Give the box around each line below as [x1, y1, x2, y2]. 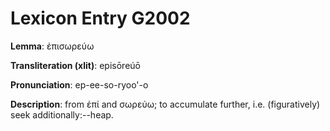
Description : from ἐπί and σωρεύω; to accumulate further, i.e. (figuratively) [10, 98, 321, 110]
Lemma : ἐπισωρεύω [10, 40, 95, 52]
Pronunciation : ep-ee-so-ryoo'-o [10, 78, 149, 91]
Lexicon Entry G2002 [10, 7, 191, 30]
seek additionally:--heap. [10, 108, 114, 121]
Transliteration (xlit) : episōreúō [10, 59, 141, 71]
